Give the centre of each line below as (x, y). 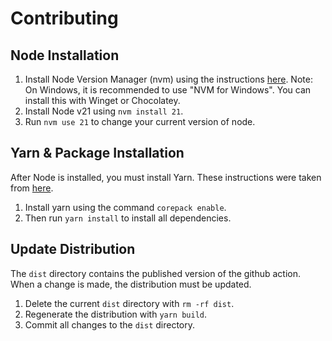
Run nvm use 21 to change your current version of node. (140, 121)
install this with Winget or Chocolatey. (102, 100)
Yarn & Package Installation (97, 153)
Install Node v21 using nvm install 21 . (104, 111)
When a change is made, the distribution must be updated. (131, 284)
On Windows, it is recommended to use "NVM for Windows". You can (168, 90)
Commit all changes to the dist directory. (110, 324)
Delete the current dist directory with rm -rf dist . (129, 303)
